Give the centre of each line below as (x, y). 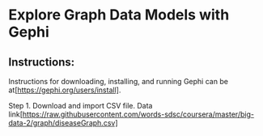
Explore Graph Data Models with (119, 15)
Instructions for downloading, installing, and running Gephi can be (119, 81)
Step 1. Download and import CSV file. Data (81, 106)
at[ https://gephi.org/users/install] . (65, 90)
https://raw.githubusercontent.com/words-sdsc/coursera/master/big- (138, 114)
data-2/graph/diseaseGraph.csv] (63, 123)
